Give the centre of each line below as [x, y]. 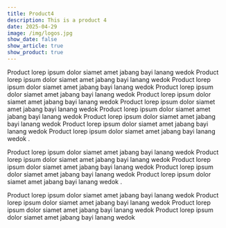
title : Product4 [31, 14]
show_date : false [32, 40]
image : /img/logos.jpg [40, 33]
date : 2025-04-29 [32, 26]
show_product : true [35, 53]
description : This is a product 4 [57, 20]
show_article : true [35, 46]
